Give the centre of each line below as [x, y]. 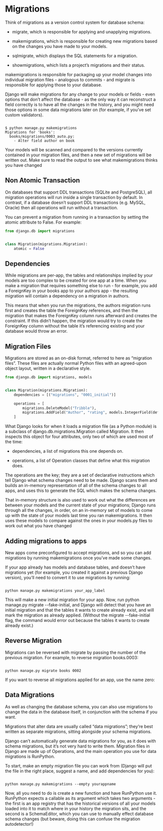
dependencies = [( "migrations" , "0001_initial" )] [65, 395]
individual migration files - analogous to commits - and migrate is [70, 80]
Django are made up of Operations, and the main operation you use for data [81, 751]
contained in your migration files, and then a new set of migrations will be [78, 155]
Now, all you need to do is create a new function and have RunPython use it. [81, 793]
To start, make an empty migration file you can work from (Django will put [79, 766]
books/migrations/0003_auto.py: [42, 136]
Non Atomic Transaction [42, 180]
